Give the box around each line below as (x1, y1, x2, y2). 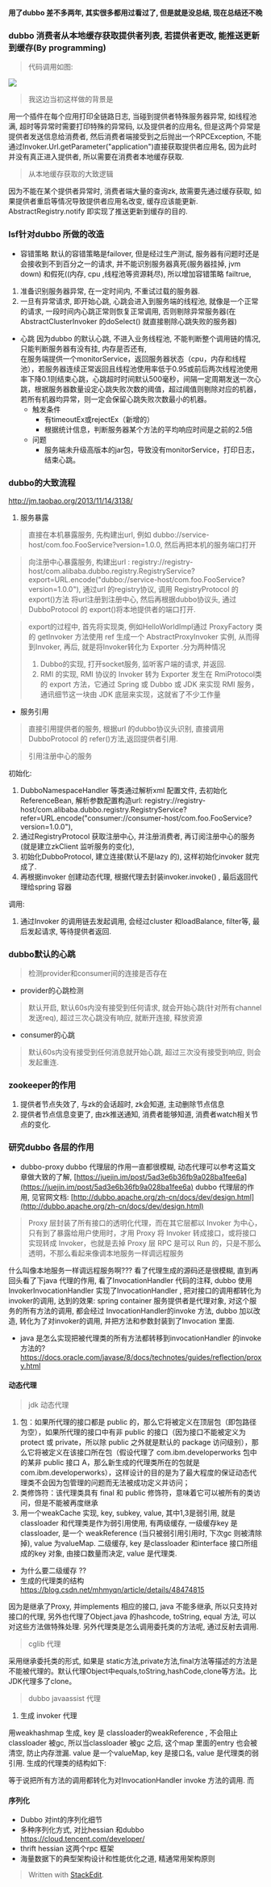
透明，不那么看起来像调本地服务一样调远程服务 (27, 1248, 184, 1258)
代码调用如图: (27, 62, 73, 72)
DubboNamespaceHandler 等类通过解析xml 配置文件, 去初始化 (19, 785, 227, 795)
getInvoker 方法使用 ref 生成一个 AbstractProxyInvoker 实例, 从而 (37, 631, 252, 641)
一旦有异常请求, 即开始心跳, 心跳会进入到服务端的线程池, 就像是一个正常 (19, 296, 259, 306)
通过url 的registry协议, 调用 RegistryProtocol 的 (82, 584, 240, 593)
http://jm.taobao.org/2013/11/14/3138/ (8, 496, 133, 505)
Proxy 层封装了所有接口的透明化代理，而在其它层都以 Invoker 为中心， (27, 1218, 262, 1227)
